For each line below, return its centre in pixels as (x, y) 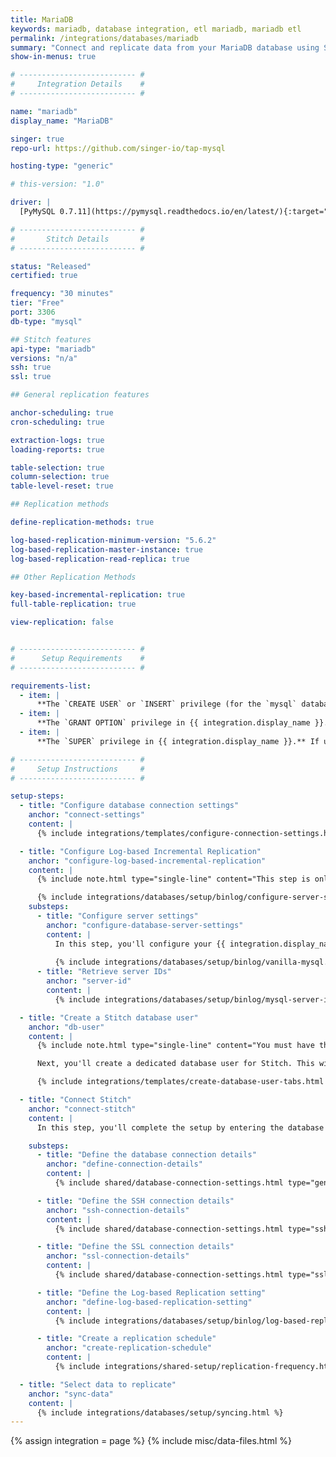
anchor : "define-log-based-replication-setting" (149, 1302)
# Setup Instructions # (77, 769)
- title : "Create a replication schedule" (126, 1339)
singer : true (37, 139)
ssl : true (31, 377)
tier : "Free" (37, 303)
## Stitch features (51, 339)
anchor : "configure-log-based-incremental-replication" (147, 861)
